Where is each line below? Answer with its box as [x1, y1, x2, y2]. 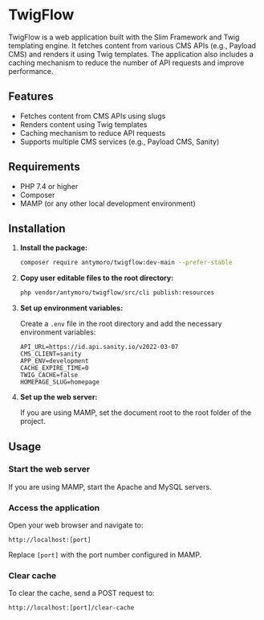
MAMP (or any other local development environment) [19, 199, 197, 208]
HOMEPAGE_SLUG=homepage [19, 378, 100, 387]
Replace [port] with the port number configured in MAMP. [8, 550, 202, 560]
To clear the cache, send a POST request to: [8, 589, 155, 598]
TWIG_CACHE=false [19, 372, 79, 380]
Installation [8, 221, 66, 235]
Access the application [8, 502, 100, 513]
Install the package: [19, 243, 88, 253]
